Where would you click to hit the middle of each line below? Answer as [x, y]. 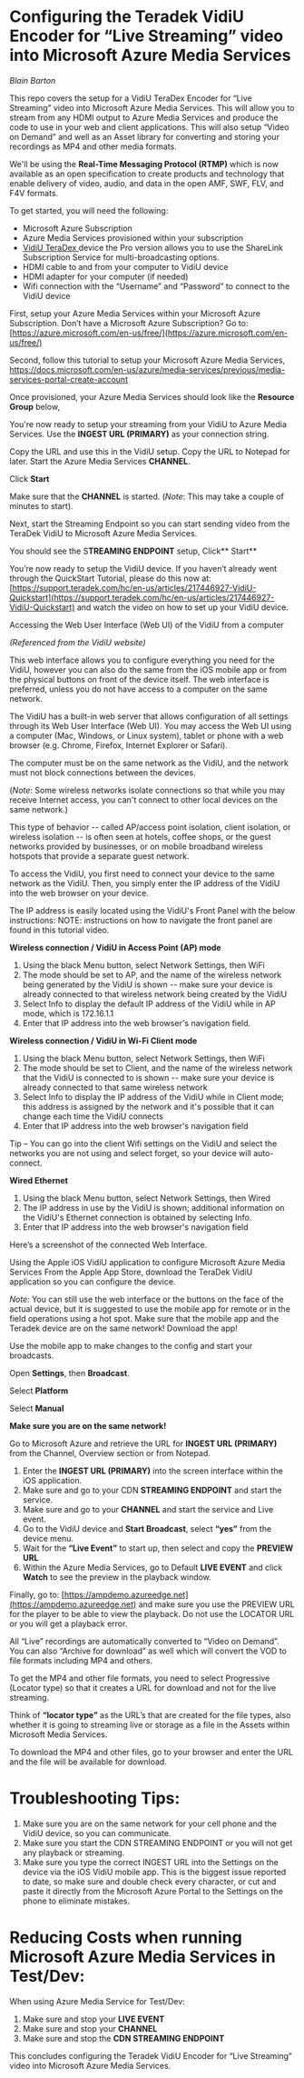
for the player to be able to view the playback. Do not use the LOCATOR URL [152, 1613]
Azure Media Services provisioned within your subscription [133, 237]
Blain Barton [33, 80]
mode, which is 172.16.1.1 [68, 1013]
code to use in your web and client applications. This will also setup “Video [149, 127]
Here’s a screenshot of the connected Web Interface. [108, 1244]
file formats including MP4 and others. [81, 1660]
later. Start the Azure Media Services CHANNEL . [100, 461]
